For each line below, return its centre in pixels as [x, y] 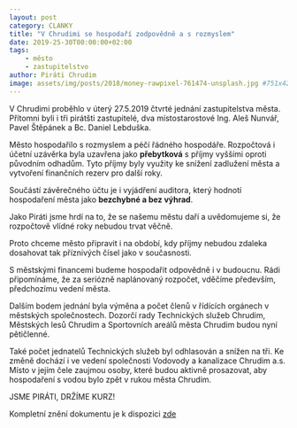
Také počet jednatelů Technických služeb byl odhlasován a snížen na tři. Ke [147, 351]
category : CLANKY [41, 26]
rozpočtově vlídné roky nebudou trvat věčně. [91, 226]
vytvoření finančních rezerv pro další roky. [86, 173]
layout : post [33, 17]
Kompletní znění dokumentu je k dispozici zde [93, 414]
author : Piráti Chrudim [53, 75]
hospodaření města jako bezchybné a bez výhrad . [101, 199]
